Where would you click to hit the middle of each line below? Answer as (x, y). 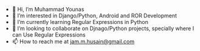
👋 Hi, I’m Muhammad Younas (48, 9)
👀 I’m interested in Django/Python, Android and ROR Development (95, 16)
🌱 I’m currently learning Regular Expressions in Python (80, 22)
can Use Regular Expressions (49, 35)
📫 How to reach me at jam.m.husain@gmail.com (73, 41)
